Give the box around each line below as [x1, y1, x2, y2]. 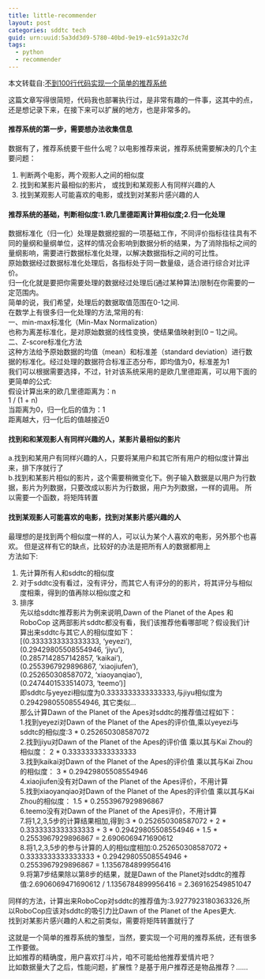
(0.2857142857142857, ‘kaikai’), [19, 653, 123, 662]
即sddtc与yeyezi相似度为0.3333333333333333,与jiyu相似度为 [19, 687, 223, 697]
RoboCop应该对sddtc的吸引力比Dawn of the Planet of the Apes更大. [14, 906, 237, 915]
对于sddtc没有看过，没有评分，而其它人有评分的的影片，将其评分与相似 [19, 578, 252, 587]
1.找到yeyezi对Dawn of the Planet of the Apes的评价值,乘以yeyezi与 [19, 717, 239, 727]
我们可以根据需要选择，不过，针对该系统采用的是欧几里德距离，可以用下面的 [8, 367, 257, 376]
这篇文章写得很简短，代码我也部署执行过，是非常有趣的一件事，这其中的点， [8, 95, 257, 104]
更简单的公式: [8, 377, 53, 386]
